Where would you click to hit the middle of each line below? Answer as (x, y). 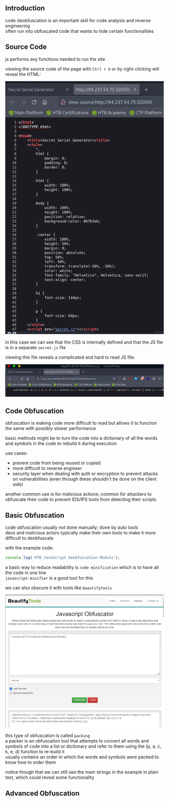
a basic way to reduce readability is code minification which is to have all (82, 567)
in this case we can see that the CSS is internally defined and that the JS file (84, 342)
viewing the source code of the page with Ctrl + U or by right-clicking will (82, 69)
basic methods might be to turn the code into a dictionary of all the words (81, 438)
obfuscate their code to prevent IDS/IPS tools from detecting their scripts (81, 500)
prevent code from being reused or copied (56, 463)
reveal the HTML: (23, 74)
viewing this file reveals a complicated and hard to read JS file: (70, 357)
